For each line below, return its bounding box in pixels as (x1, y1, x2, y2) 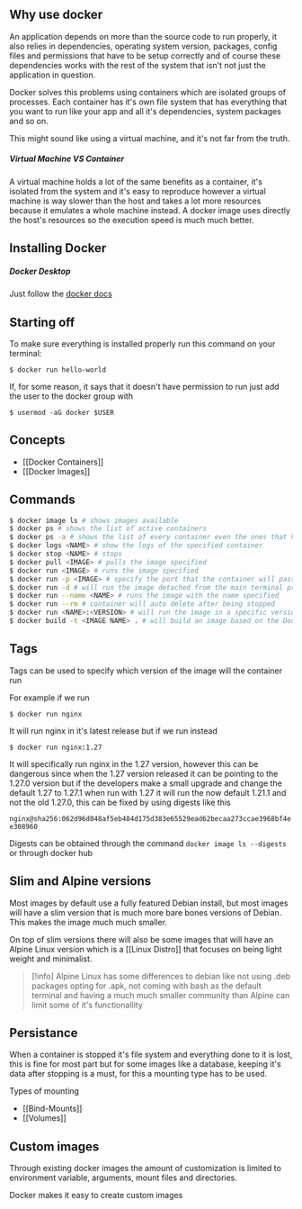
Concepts (9, 432, 66, 448)
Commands (9, 492, 76, 508)
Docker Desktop (9, 266, 71, 276)
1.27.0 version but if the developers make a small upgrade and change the (9, 778, 283, 789)
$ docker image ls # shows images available (9, 516, 179, 525)
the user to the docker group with (9, 391, 133, 401)
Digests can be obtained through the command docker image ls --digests (9, 837, 287, 849)
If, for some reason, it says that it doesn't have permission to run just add (9, 381, 280, 392)
